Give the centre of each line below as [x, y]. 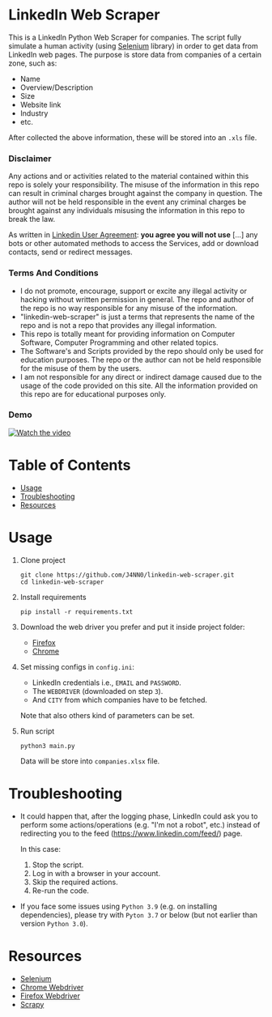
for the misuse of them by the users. [81, 368]
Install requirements [53, 597]
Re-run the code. [60, 890]
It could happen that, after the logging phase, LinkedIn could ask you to [139, 816]
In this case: [40, 849]
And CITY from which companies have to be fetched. [120, 700]
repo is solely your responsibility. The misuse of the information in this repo [134, 185]
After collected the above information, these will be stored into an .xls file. [133, 137]
